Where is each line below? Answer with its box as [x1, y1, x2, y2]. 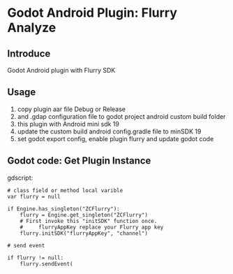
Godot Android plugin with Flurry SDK [7, 66, 116, 74]
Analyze [7, 20, 57, 36]
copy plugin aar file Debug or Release [17, 105, 126, 113]
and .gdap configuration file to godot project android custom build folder [17, 112, 226, 120]
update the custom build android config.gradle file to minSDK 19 [17, 127, 202, 136]
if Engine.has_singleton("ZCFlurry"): [7, 205, 120, 212]
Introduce [7, 48, 51, 59]
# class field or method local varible [7, 187, 123, 194]
